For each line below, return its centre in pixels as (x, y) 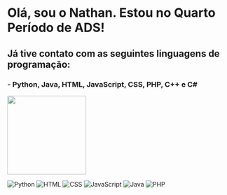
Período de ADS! (56, 28)
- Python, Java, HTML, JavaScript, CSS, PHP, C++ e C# (102, 84)
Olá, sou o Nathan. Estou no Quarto (111, 13)
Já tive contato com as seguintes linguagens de (113, 53)
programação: (39, 64)
